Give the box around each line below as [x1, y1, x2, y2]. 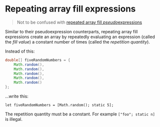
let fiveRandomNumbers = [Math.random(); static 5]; [5, 103, 114, 108]
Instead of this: [5, 48, 35, 54]
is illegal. [5, 116, 23, 122]
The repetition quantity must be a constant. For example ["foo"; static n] [5, 111, 155, 117]
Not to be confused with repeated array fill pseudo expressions [16, 19, 142, 25]
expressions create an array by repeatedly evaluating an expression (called [5, 34, 155, 40]
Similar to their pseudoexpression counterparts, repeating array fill [5, 28, 138, 34]
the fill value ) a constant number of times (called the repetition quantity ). [5, 39, 150, 44]
